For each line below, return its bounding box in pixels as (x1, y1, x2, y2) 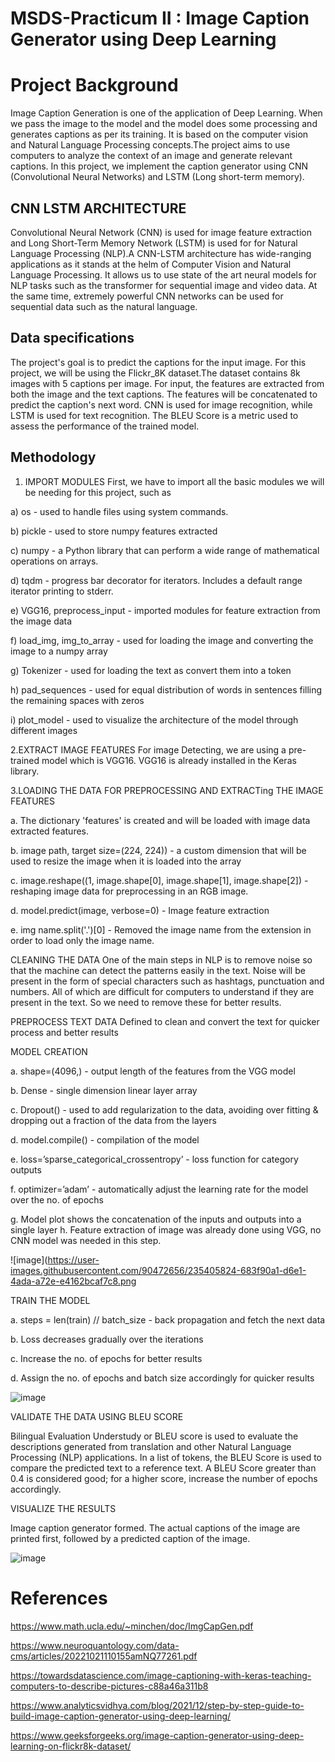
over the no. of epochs (10, 1193, 104, 1206)
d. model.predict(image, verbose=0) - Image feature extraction (10, 904, 270, 916)
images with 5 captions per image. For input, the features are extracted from (10, 377, 325, 389)
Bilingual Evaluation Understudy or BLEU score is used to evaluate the (10, 1430, 299, 1442)
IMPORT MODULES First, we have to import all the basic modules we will (24, 475, 325, 487)
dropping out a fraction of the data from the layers (10, 1114, 217, 1126)
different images (10, 724, 78, 736)
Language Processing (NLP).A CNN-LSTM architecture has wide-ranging (10, 247, 312, 259)
